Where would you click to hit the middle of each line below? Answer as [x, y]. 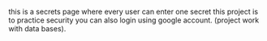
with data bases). [37, 29]
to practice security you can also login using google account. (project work [134, 20]
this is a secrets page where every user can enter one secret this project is [133, 12]
